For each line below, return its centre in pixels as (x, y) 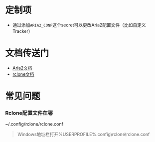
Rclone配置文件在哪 (29, 113)
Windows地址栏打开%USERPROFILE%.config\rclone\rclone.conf (83, 135)
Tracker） (22, 31)
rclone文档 (23, 74)
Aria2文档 (22, 68)
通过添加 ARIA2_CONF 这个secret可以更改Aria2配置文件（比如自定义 (79, 25)
